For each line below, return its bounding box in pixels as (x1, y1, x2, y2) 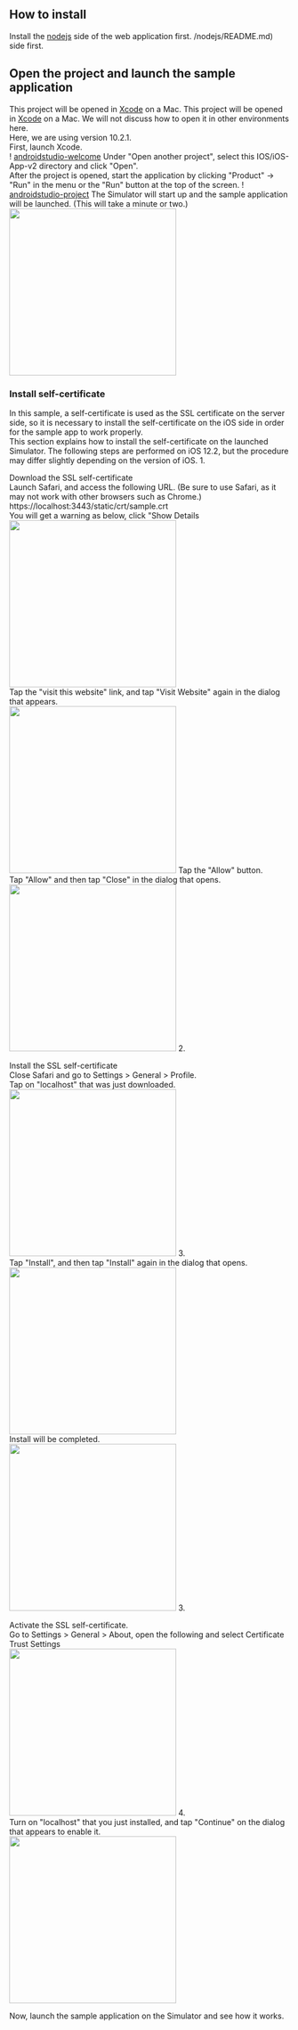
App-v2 (9, 160, 37, 171)
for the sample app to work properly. (9, 427, 144, 437)
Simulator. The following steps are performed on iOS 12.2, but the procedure (9, 445, 289, 456)
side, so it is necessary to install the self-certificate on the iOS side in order (9, 417, 285, 428)
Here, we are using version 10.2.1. (9, 132, 132, 143)
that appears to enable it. (9, 1826, 101, 1837)
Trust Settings (9, 1638, 60, 1649)
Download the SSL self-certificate (9, 472, 133, 483)
